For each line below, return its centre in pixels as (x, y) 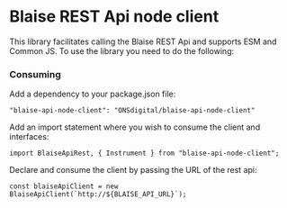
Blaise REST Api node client (114, 17)
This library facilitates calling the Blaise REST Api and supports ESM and (143, 41)
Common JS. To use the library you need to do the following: (122, 50)
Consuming (35, 74)
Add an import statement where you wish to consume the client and (135, 127)
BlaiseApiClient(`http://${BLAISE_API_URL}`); (98, 194)
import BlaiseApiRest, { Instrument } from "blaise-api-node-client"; (144, 154)
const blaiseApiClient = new (64, 186)
